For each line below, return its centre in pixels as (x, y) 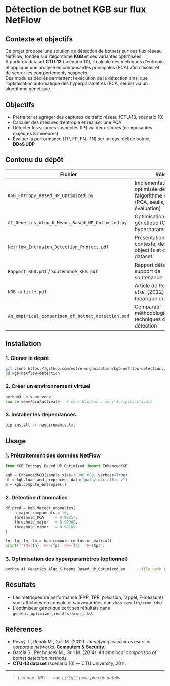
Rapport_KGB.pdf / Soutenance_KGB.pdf (53, 271)
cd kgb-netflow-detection (32, 373)
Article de (146, 285)
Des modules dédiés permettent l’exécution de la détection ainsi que (77, 78)
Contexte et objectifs (39, 39)
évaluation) (148, 208)
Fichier (69, 174)
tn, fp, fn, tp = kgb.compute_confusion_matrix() (59, 541)
